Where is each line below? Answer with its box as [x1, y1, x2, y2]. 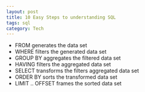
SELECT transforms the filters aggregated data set [14, 67, 139, 75]
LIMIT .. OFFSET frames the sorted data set [14, 80, 122, 87]
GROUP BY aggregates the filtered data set [14, 54, 121, 62]
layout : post [6, 8, 39, 15]
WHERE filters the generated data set [14, 48, 107, 56]
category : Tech [6, 25, 44, 32]
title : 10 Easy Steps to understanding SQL [6, 14, 116, 20]
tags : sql [6, 20, 31, 26]
